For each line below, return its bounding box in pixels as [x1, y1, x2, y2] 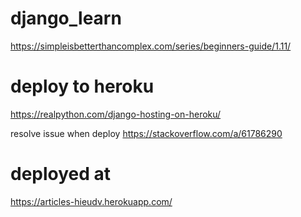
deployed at [10, 163, 112, 186]
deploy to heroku [10, 75, 155, 98]
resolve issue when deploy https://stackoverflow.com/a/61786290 [10, 127, 283, 139]
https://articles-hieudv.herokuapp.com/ [10, 195, 173, 207]
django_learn [10, 7, 122, 30]
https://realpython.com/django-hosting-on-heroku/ [10, 108, 222, 120]
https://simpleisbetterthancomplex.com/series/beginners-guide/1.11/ [10, 40, 292, 52]
